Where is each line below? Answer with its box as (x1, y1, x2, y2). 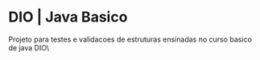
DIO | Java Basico (8, 8, 128, 26)
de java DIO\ (8, 42, 50, 52)
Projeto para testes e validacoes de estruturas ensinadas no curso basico (8, 34, 252, 44)
